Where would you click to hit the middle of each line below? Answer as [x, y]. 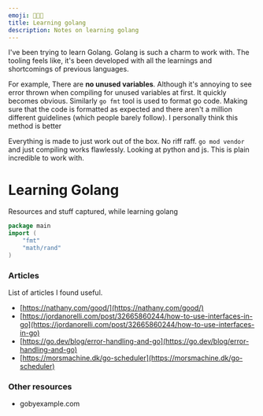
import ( [22, 234]
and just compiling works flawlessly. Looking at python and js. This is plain [129, 149]
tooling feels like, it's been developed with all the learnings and [110, 61]
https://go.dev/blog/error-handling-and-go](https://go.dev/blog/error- [136, 341]
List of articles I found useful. [56, 293]
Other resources [40, 386]
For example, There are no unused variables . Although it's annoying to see [130, 84]
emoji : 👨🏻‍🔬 [26, 15]
